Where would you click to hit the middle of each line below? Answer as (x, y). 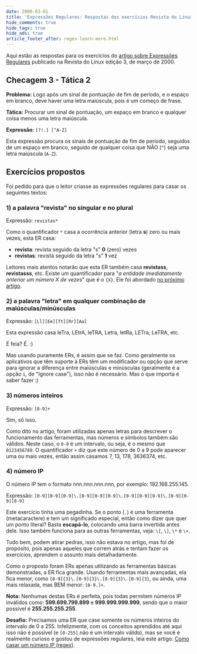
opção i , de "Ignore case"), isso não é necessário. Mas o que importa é (93, 374)
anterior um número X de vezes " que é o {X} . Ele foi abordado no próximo (95, 279)
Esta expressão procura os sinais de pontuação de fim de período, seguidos (98, 141)
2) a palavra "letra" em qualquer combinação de (76, 301)
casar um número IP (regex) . (40, 645)
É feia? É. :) (20, 344)
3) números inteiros (35, 395)
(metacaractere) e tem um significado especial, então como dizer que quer (97, 518)
